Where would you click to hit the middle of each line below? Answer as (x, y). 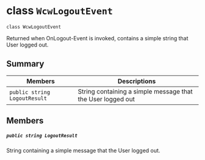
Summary (25, 64)
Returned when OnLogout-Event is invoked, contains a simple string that (97, 38)
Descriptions (137, 81)
